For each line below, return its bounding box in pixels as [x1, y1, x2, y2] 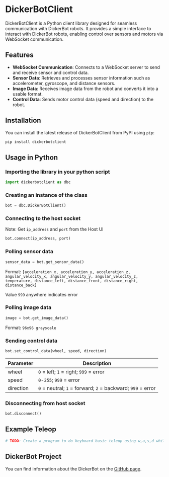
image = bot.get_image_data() [5, 315, 69, 321]
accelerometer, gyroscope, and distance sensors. [12, 80, 116, 86]
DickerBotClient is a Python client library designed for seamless [5, 20, 137, 26]
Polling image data [5, 304, 52, 311]
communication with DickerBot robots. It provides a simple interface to [5, 25, 151, 31]
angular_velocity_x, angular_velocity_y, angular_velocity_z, [5, 274, 138, 279]
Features [5, 51, 34, 59]
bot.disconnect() [5, 411, 42, 416]
